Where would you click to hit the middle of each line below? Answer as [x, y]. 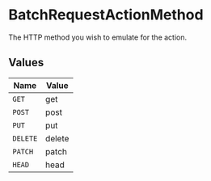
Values [26, 63]
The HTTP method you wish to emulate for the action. [98, 37]
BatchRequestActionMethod [106, 15]
